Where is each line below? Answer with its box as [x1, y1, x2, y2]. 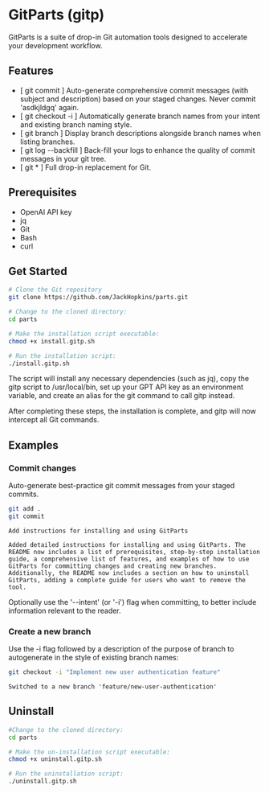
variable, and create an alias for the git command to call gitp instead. [8, 391, 235, 401]
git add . [8, 505, 42, 513]
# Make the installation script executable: [8, 330, 160, 338]
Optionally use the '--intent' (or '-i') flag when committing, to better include [8, 597, 257, 606]
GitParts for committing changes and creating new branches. [8, 561, 218, 570]
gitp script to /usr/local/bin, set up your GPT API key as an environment [8, 382, 243, 392]
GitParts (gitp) [8, 6, 105, 24]
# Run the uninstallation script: [8, 770, 124, 778]
